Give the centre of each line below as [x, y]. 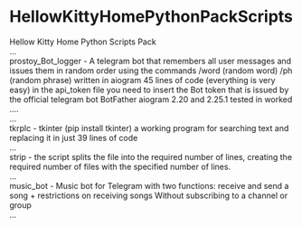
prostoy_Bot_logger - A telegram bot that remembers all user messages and [151, 61]
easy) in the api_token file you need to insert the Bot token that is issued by [149, 90]
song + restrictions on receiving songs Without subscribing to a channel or [148, 195]
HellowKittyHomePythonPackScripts [151, 17]
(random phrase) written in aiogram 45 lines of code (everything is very [142, 80]
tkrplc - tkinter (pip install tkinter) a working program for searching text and [149, 128]
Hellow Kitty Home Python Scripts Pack [83, 42]
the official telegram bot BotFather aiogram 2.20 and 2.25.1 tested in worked [151, 99]
